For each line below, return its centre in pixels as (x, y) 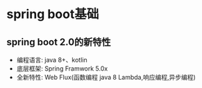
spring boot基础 (53, 14)
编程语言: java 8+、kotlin (52, 60)
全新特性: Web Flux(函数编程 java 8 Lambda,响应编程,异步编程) (106, 77)
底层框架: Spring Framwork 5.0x (62, 69)
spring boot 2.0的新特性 (59, 42)
